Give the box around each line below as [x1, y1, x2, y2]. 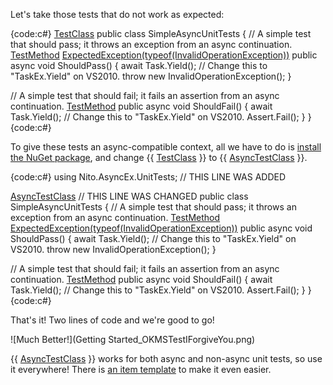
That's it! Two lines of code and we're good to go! [10, 314, 215, 326]
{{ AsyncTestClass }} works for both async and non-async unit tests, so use [10, 353, 323, 364]
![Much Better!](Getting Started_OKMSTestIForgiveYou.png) [10, 334, 256, 345]
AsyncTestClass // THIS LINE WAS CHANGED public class [10, 190, 249, 202]
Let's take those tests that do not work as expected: [10, 9, 225, 20]
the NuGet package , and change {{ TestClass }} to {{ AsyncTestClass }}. [10, 152, 308, 163]
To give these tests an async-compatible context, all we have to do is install [10, 141, 322, 153]
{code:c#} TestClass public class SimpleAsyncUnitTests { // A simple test [10, 28, 312, 39]
